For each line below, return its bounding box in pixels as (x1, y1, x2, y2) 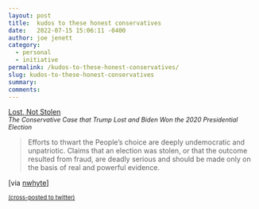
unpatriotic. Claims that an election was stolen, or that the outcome (27, 146, 248, 156)
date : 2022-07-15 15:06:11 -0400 (8, 26, 126, 34)
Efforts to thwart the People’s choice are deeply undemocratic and (27, 137, 245, 147)
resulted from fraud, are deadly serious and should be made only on (27, 154, 252, 164)
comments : (8, 85, 41, 94)
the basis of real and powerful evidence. (27, 163, 160, 172)
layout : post (8, 11, 52, 20)
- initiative (15, 56, 59, 64)
